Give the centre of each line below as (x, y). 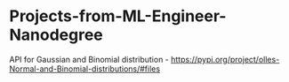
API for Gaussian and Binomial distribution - (89, 59)
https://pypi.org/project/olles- (225, 59)
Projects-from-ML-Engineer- (118, 16)
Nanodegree (56, 35)
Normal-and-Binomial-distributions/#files (85, 69)
